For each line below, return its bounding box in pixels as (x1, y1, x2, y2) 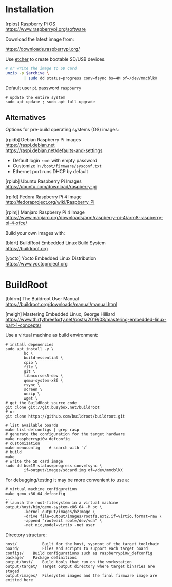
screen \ (24, 387, 43, 392)
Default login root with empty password (12, 158, 98, 164)
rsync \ (24, 383, 40, 388)
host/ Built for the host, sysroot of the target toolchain (5, 542, 160, 547)
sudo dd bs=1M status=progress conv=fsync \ (5, 463, 102, 468)
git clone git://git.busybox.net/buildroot (5, 405, 100, 410)
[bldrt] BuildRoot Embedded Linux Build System (5, 240, 106, 246)
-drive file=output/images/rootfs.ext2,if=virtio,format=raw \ (24, 514, 162, 519)
